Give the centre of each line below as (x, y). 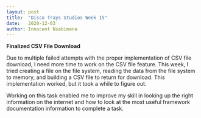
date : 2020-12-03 (31, 23)
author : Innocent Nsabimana (42, 29)
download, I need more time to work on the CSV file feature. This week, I (97, 64)
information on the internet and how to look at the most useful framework (98, 102)
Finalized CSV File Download (44, 46)
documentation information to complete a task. (65, 109)
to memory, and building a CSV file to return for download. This (86, 77)
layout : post (23, 12)
